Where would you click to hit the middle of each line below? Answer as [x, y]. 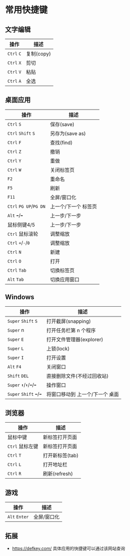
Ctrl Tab [17, 270]
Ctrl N [15, 252]
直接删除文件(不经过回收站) [78, 376]
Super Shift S [23, 321]
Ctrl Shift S [21, 133]
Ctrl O [15, 261]
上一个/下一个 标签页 [73, 206]
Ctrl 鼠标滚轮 [23, 234]
